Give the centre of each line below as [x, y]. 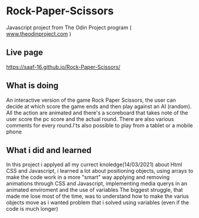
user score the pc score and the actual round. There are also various [90, 119]
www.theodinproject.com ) [39, 33]
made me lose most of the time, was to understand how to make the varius [97, 196]
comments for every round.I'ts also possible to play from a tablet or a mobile [99, 125]
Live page [25, 53]
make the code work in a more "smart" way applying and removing [88, 177]
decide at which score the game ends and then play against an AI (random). [99, 106]
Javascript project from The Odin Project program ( [69, 27]
